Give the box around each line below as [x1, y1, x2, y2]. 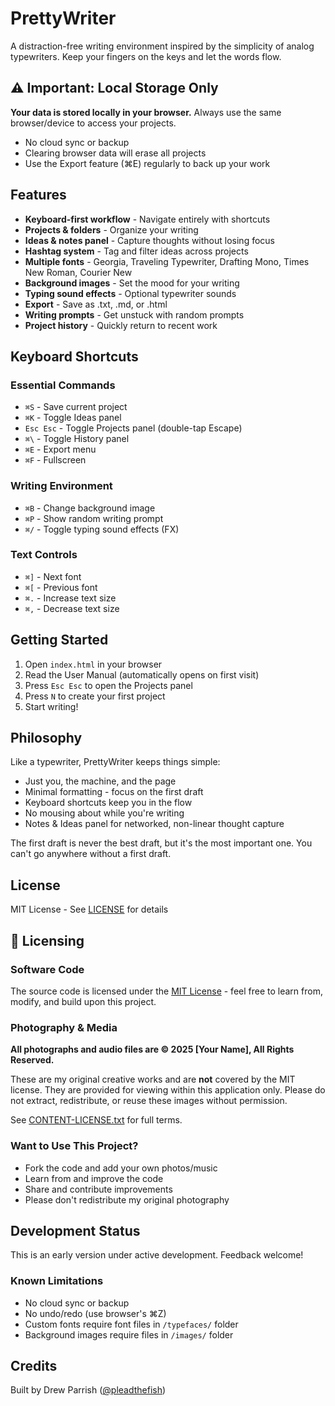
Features [10, 187, 67, 204]
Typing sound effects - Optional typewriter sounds [24, 287, 237, 299]
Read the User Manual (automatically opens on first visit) [24, 668, 260, 681]
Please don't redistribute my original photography [24, 1193, 230, 1206]
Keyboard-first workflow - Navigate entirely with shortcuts [24, 213, 271, 225]
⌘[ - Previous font [24, 581, 98, 593]
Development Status [10, 1222, 141, 1239]
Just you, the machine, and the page [24, 775, 177, 787]
